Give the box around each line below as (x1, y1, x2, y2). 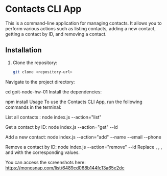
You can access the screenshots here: (5, 159, 86, 165)
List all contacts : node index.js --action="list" (5, 114, 102, 120)
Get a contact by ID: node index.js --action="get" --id (5, 124, 118, 130)
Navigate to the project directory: (5, 79, 75, 85)
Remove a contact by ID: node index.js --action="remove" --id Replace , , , (5, 144, 162, 150)
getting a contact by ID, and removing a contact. (5, 31, 107, 37)
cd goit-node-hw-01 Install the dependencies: (5, 88, 102, 95)
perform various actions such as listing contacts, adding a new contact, (5, 25, 156, 31)
